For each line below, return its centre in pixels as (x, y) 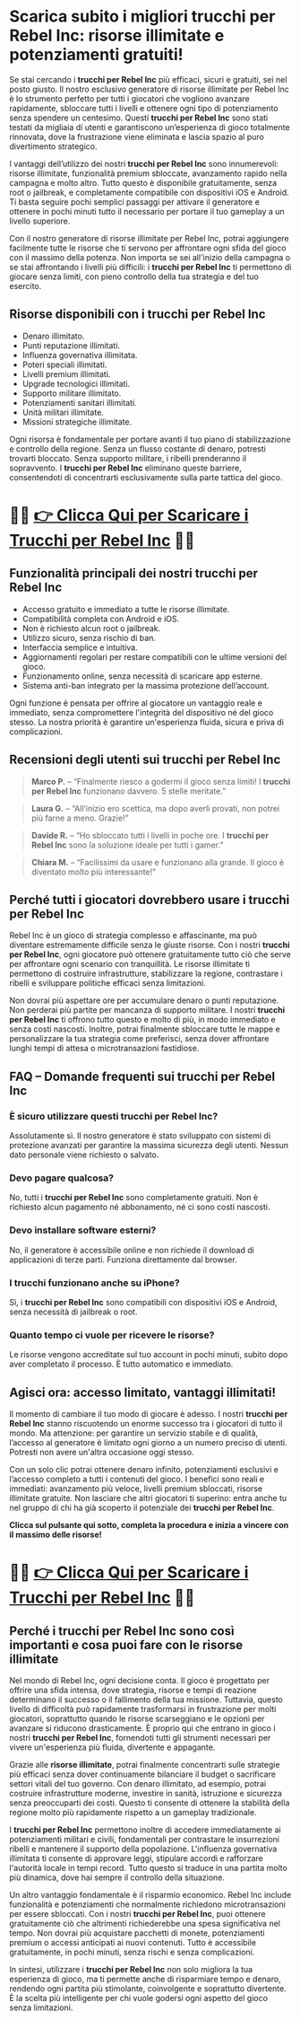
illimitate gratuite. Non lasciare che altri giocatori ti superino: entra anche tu (148, 1498)
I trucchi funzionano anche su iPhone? (95, 1283)
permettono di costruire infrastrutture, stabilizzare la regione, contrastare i (146, 974)
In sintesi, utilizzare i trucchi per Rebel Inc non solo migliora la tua (131, 1970)
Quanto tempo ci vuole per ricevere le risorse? (112, 1335)
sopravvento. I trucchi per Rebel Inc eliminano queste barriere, (125, 468)
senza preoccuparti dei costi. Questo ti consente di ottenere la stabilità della (150, 1803)
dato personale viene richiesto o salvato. (84, 1155)
